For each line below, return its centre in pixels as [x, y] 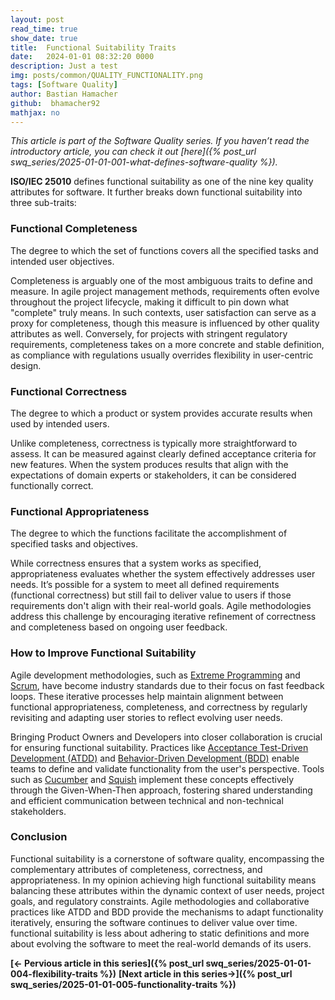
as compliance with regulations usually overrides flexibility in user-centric [162, 355]
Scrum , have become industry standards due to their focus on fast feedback [167, 685]
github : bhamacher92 [55, 103]
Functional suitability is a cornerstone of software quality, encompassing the [167, 858]
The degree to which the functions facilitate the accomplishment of [149, 533]
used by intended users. [60, 423]
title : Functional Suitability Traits [93, 47]
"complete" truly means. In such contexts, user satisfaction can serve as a [163, 312]
